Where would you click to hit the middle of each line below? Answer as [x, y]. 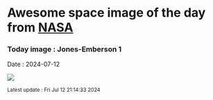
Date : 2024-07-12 [34, 65]
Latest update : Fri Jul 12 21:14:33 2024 [54, 90]
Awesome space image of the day [106, 13]
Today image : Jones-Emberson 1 [65, 49]
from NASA [40, 27]
